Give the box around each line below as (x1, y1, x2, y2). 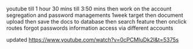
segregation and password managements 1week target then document (6, 11, 184, 19)
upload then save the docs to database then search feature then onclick (6, 18, 187, 25)
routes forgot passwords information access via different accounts (6, 24, 174, 31)
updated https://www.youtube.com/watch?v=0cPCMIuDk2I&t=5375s (6, 36, 179, 43)
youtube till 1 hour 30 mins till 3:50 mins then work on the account (6, 5, 172, 12)
